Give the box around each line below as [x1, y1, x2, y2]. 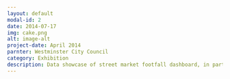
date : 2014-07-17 [7, 23, 57, 30]
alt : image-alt [7, 36, 51, 43]
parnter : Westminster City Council [7, 49, 109, 56]
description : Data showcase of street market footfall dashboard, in [7, 61, 210, 68]
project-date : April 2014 [7, 42, 81, 49]
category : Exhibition [7, 55, 69, 62]
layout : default [7, 10, 53, 17]
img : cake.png [7, 29, 48, 36]
